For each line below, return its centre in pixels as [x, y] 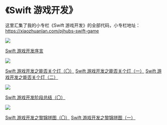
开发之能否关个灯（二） [34, 77]
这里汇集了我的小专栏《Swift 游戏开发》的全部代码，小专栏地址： [73, 25]
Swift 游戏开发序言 [24, 50]
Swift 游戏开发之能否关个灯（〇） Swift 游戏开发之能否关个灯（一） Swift [81, 71]
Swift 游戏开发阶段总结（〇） [35, 97]
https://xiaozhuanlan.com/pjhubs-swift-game [52, 31]
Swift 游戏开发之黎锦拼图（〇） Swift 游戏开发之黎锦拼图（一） [70, 117]
